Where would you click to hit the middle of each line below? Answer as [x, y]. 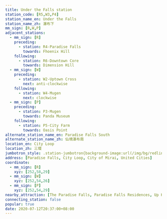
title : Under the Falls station [39, 10]
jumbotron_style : [23, 153]
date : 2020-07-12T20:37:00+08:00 [40, 209]
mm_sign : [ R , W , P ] [23, 28]
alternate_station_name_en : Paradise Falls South [58, 135]
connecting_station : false [33, 200]
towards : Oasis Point [45, 130]
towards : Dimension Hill [49, 65]
